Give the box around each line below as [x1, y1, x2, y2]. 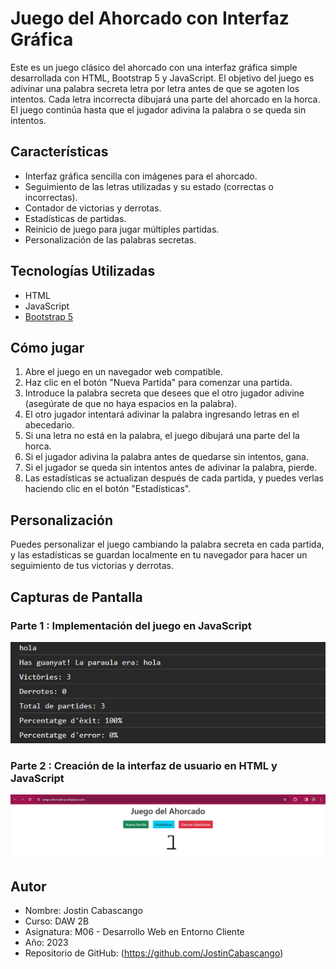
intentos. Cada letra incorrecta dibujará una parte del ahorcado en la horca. [10, 93, 321, 105]
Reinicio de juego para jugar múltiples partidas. [24, 223, 220, 235]
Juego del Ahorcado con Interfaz [10, 7, 290, 30]
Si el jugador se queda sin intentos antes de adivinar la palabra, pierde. [24, 462, 318, 474]
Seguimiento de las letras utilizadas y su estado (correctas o [24, 180, 274, 192]
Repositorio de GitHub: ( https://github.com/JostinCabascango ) [24, 947, 284, 959]
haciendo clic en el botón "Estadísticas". [24, 483, 192, 495]
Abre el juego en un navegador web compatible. [24, 366, 223, 378]
